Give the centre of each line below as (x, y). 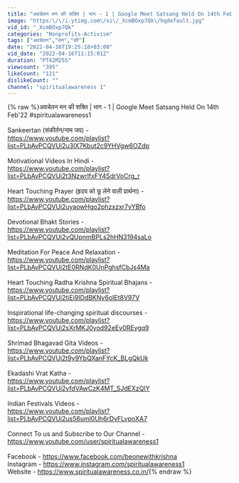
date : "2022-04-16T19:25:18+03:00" (60, 47)
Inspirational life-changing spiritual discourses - (78, 313)
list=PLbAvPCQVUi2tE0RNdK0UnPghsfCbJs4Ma (79, 267)
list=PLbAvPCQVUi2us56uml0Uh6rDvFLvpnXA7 (78, 419)
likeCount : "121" (33, 73)
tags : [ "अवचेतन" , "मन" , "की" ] (46, 41)
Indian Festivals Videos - (43, 404)
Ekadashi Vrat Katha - (39, 373)
